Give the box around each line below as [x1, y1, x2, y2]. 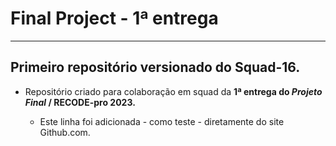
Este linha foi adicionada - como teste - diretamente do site [39, 115, 285, 127]
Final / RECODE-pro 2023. [24, 96, 136, 108]
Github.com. [39, 126, 91, 138]
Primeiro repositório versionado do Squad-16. [10, 59, 301, 76]
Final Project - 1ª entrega [10, 7, 219, 30]
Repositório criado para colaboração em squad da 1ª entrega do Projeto [24, 85, 323, 97]
